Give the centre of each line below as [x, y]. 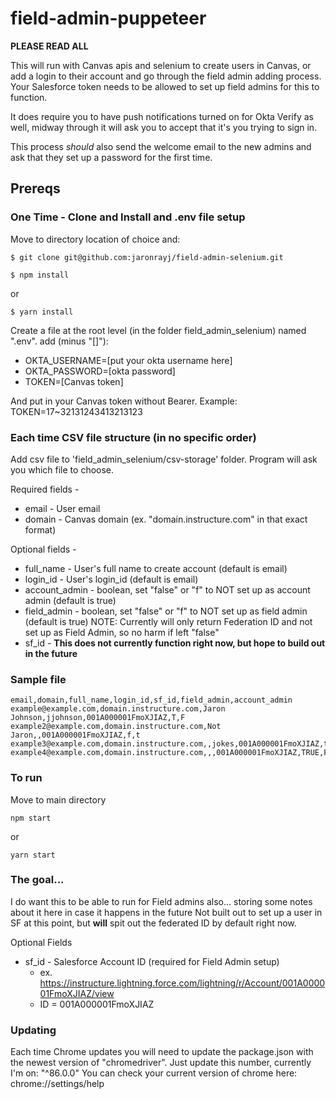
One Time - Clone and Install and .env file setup [128, 217]
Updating [33, 1030]
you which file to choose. [62, 469]
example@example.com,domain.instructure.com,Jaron [118, 709]
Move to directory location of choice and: [95, 239]
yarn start [33, 855]
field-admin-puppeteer [108, 18]
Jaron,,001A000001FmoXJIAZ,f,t [75, 735]
